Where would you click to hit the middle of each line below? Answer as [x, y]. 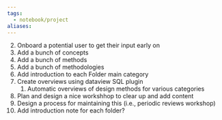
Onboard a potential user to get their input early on [88, 46]
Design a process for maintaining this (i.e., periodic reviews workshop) [116, 104]
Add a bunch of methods [52, 60]
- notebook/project [41, 20]
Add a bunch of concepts [53, 52]
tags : [15, 13]
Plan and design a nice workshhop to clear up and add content [105, 96]
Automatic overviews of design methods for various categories [116, 89]
